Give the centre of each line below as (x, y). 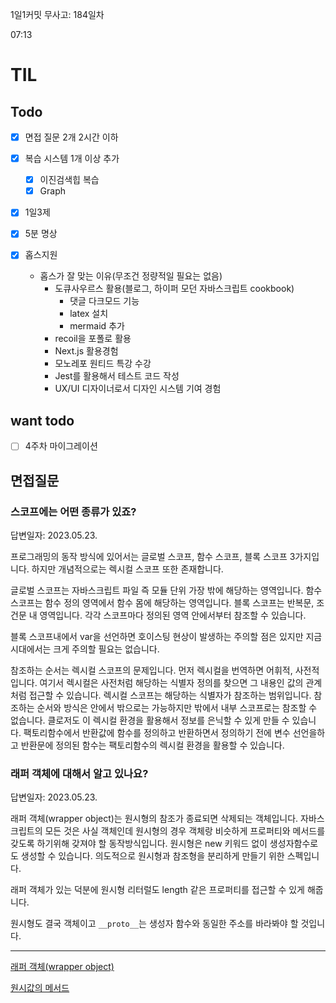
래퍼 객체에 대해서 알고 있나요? (79, 773)
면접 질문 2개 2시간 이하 (71, 137)
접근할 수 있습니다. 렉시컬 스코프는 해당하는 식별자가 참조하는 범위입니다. (170, 695)
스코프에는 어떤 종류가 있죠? (73, 511)
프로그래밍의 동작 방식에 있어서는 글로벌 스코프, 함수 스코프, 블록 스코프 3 (153, 556)
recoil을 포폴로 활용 (93, 339)
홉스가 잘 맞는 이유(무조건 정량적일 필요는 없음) (131, 276)
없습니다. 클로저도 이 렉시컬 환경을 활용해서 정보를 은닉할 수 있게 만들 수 (150, 720)
